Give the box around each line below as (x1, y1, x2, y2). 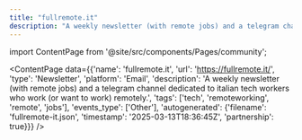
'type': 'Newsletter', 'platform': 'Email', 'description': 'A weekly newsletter (9, 73, 280, 83)
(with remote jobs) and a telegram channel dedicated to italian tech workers (9, 83, 290, 93)
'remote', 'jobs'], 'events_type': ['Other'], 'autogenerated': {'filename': (9, 101, 267, 112)
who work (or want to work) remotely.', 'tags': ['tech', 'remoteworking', (9, 92, 270, 103)
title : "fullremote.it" (9, 13, 99, 22)
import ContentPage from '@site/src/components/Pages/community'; (9, 46, 268, 57)
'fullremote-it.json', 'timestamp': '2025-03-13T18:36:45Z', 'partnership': (9, 111, 274, 122)
